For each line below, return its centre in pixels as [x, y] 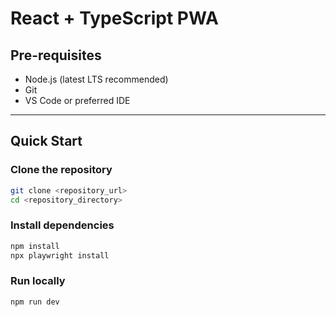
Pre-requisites [56, 55]
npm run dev [35, 302]
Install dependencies [62, 225]
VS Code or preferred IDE [77, 100]
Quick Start [46, 141]
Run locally [38, 281]
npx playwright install [60, 255]
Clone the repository [61, 170]
